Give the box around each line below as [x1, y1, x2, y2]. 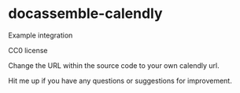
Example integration [8, 30, 73, 40]
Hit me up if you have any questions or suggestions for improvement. [8, 76, 232, 85]
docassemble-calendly [8, 5, 163, 23]
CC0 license [8, 45, 48, 55]
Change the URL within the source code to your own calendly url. [8, 60, 220, 70]
